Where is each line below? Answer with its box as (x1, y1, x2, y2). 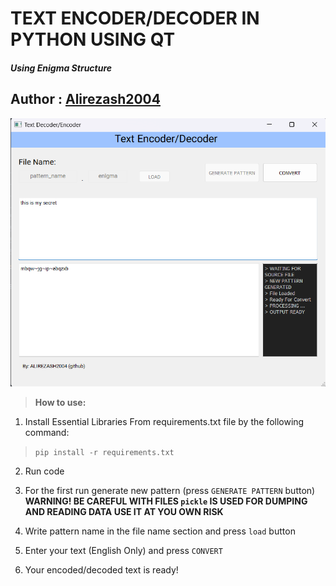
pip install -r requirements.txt (34, 448, 175, 458)
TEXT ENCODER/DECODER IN (10, 7, 260, 30)
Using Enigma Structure (10, 62, 113, 74)
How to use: (34, 397, 87, 409)
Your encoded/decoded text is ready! (24, 564, 179, 576)
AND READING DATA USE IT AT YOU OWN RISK (24, 506, 224, 518)
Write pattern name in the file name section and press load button (24, 525, 296, 537)
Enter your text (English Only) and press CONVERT (24, 545, 223, 557)
